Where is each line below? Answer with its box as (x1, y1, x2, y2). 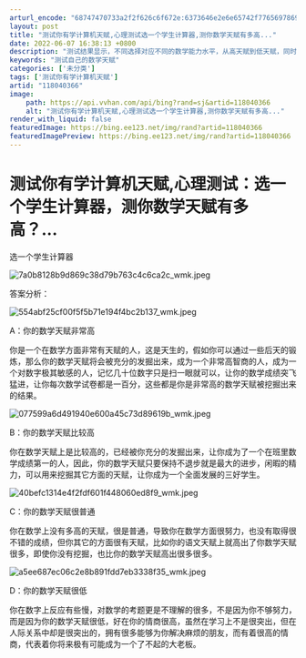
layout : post (9, 22, 59, 31)
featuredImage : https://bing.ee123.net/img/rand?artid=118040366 (9, 124, 262, 133)
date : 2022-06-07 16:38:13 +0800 (9, 38, 137, 48)
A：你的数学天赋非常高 (9, 325, 96, 336)
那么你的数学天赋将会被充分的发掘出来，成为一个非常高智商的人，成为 (25, 356, 289, 367)
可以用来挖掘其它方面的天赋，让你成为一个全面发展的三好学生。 (25, 469, 265, 480)
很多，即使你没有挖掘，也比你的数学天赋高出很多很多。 (9, 548, 217, 559)
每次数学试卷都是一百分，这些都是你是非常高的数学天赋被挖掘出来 (48, 379, 297, 390)
